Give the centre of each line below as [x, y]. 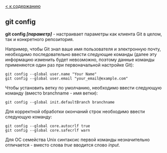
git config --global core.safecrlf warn [48, 130]
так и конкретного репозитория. [39, 39]
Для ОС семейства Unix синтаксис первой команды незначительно [78, 139]
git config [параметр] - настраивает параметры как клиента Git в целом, [83, 34]
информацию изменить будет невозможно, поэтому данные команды [80, 59]
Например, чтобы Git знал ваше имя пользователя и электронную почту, [83, 49]
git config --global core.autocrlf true [48, 126]
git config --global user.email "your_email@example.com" [67, 78]
